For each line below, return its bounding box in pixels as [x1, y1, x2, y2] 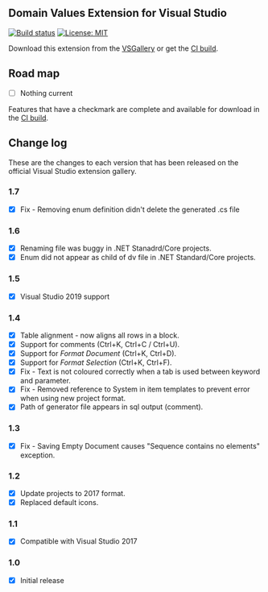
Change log [8, 136, 68, 150]
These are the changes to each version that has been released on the [8, 157, 239, 168]
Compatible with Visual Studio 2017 [19, 536, 138, 546]
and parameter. [19, 376, 71, 386]
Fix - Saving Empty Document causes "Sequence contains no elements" [19, 441, 260, 450]
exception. [19, 450, 56, 460]
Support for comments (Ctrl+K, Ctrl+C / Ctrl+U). [19, 340, 180, 349]
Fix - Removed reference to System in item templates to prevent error [19, 384, 251, 394]
